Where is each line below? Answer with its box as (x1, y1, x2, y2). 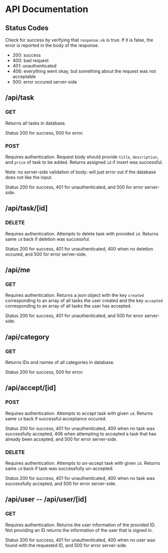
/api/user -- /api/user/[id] (5, 495, 87, 504)
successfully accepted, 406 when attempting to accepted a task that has (5, 431, 157, 437)
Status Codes (5, 24, 49, 32)
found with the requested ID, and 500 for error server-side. (5, 542, 127, 548)
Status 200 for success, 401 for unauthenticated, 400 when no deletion (5, 245, 153, 252)
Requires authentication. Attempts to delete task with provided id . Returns (5, 230, 159, 236)
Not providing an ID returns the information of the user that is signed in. (5, 527, 153, 533)
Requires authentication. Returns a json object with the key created (5, 292, 144, 298)
